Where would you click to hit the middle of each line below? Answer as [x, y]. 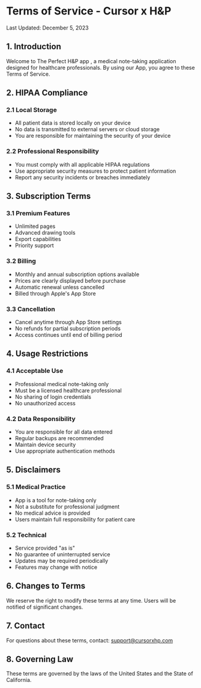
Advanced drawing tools [45, 233]
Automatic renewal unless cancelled [60, 287]
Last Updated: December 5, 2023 [47, 28]
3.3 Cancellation [31, 309]
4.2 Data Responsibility [41, 419]
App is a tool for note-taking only [56, 500]
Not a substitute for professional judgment [67, 506]
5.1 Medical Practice [36, 487]
